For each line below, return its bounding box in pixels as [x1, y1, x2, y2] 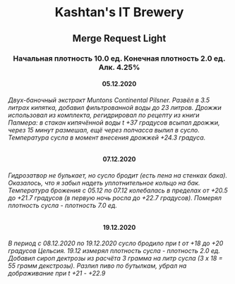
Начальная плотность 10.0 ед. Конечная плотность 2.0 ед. [13, 54, 226, 63]
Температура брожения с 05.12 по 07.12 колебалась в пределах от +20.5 [8, 186, 228, 195]
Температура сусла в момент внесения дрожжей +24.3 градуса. [8, 133, 206, 142]
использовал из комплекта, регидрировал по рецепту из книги [8, 111, 200, 119]
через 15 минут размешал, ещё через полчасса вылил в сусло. [8, 125, 200, 134]
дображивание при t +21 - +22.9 [8, 269, 106, 278]
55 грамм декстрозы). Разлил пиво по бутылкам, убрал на [8, 261, 187, 270]
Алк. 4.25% [98, 62, 140, 72]
